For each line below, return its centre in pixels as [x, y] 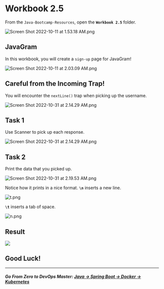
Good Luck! [23, 258]
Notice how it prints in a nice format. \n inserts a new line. [63, 188]
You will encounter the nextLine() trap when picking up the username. [76, 96]
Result [15, 231]
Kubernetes [17, 282]
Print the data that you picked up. [39, 169]
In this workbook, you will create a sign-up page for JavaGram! [68, 59]
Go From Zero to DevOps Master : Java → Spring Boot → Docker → [73, 277]
